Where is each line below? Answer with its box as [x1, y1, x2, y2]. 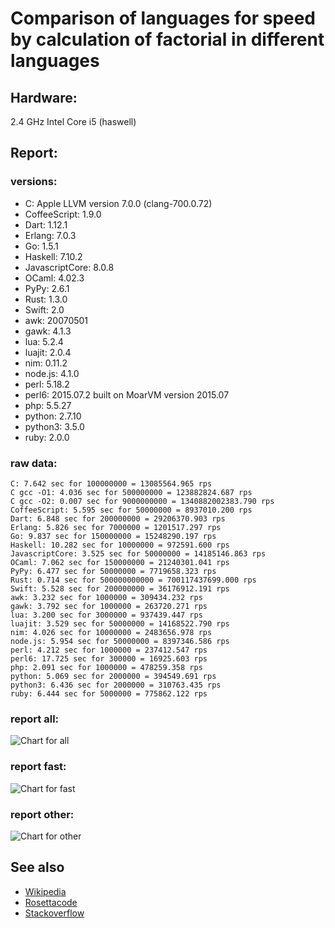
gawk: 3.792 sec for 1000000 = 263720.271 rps [10, 601, 208, 611]
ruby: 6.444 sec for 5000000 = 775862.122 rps [10, 688, 208, 699]
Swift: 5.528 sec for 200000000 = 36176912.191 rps [10, 583, 230, 594]
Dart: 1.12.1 [24, 218, 68, 231]
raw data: [10, 456, 58, 470]
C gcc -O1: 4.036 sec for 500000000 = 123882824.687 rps [10, 487, 253, 497]
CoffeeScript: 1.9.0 [24, 208, 102, 220]
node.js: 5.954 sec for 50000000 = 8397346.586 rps [10, 636, 230, 646]
